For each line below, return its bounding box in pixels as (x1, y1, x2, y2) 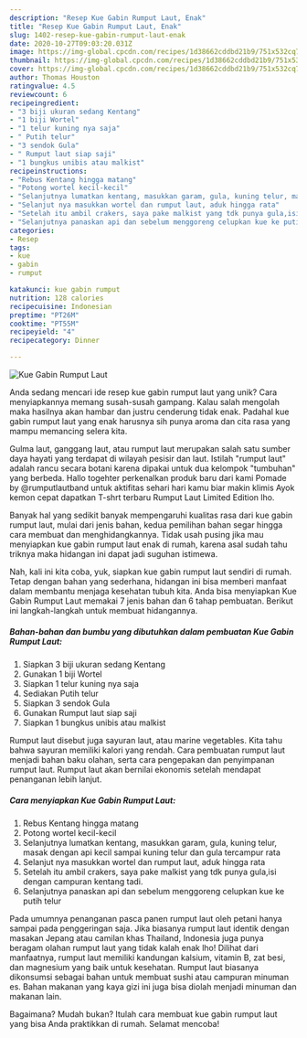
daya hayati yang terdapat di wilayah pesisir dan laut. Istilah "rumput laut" (9, 454, 286, 464)
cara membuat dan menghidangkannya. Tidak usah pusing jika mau (9, 530, 264, 540)
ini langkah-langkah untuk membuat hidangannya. (9, 605, 198, 615)
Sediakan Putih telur (22, 688, 99, 699)
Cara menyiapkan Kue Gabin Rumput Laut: (9, 795, 176, 806)
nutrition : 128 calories (9, 294, 104, 303)
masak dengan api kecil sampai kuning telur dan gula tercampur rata (22, 847, 281, 858)
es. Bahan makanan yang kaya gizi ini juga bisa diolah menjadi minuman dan (9, 980, 297, 992)
